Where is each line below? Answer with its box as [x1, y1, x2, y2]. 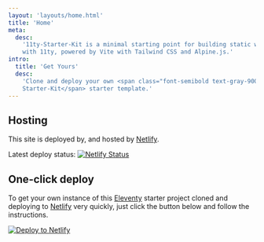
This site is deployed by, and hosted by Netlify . [8, 134, 159, 144]
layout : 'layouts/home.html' [8, 11, 104, 20]
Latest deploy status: [8, 150, 76, 159]
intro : [8, 56, 30, 64]
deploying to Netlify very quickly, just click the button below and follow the [8, 202, 250, 211]
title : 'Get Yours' [15, 63, 79, 71]
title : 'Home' [8, 19, 55, 27]
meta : [8, 26, 26, 34]
